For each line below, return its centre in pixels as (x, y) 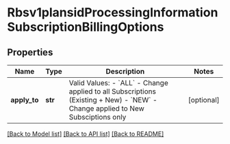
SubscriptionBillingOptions (86, 27)
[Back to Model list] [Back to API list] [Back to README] (86, 134)
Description (125, 71)
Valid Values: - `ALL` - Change (119, 83)
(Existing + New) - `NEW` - (113, 100)
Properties (30, 52)
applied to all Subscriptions (112, 91)
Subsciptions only (98, 117)
